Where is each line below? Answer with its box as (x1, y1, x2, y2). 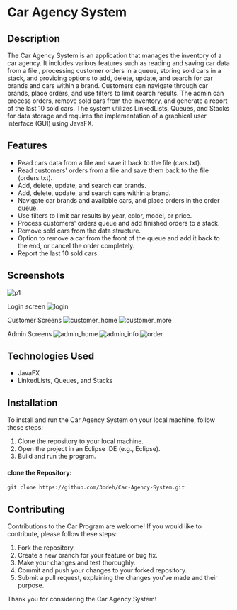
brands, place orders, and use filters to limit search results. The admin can (7, 89, 224, 97)
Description (7, 33, 60, 45)
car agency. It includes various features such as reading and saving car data (7, 59, 230, 67)
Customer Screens (7, 316, 62, 324)
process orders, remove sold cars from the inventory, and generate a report (7, 96, 228, 105)
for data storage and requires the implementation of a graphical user (7, 111, 207, 120)
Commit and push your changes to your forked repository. (17, 566, 187, 575)
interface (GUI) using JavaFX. (7, 119, 94, 128)
